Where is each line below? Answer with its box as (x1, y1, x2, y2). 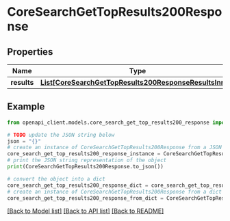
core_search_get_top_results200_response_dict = (7, 182, 149, 189)
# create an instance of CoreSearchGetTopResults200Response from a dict (7, 188, 222, 195)
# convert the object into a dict (7, 175, 106, 182)
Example (7, 101, 45, 113)
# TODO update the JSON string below (7, 131, 115, 138)
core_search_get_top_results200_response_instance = (7, 151, 161, 157)
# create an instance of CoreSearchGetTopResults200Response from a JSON (7, 144, 222, 151)
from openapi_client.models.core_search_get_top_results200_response (7, 119, 210, 126)
